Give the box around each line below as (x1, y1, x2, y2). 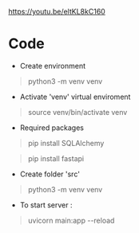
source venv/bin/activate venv (27, 107, 128, 116)
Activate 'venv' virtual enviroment (19, 92, 131, 101)
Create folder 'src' (19, 169, 80, 179)
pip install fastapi (27, 153, 85, 163)
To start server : (19, 199, 73, 210)
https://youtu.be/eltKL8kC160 (8, 7, 105, 16)
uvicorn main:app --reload (27, 215, 115, 225)
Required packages (19, 123, 84, 132)
